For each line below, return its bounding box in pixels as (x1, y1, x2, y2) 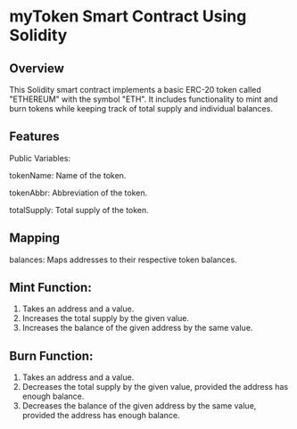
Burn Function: (9, 348, 94, 363)
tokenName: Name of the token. (9, 169, 127, 180)
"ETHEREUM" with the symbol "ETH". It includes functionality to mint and (9, 94, 278, 104)
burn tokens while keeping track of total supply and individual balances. (9, 103, 274, 113)
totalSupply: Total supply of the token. (9, 204, 149, 215)
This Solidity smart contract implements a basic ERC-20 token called (9, 85, 261, 95)
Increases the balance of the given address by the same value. (21, 323, 253, 334)
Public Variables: (9, 153, 71, 163)
